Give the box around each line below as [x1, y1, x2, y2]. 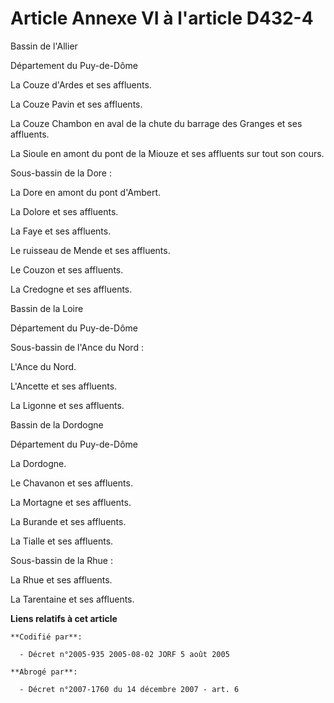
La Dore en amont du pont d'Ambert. [10, 186, 161, 198]
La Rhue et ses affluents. [10, 573, 113, 586]
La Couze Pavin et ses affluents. [10, 98, 143, 110]
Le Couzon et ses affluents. [10, 263, 124, 276]
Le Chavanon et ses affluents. [10, 477, 133, 489]
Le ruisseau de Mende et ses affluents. [10, 244, 171, 256]
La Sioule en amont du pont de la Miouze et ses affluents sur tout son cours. [10, 147, 325, 159]
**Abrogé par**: [10, 667, 78, 677]
